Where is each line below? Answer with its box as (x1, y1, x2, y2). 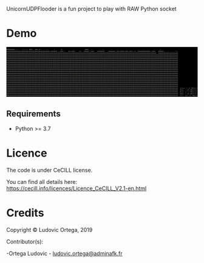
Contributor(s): (6, 237, 44, 245)
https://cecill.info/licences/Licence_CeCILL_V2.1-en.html (6, 184, 147, 192)
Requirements (6, 109, 61, 119)
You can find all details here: (6, 178, 78, 185)
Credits (6, 206, 44, 220)
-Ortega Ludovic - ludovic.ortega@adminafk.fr (6, 250, 123, 257)
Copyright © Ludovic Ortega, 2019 (6, 226, 93, 233)
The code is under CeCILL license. (6, 166, 93, 174)
